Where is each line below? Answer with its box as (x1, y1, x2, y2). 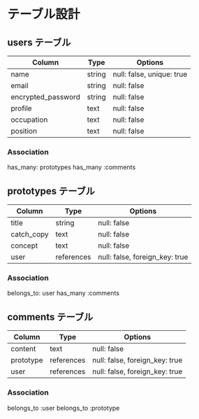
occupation (10, 115, 48, 125)
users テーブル (7, 36, 71, 48)
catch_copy (10, 229, 49, 239)
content (10, 344, 36, 354)
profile (10, 104, 33, 113)
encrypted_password (10, 92, 80, 101)
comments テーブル (7, 311, 94, 322)
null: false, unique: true (112, 69, 187, 79)
